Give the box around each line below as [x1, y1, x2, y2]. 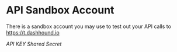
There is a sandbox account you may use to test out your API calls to [6, 23, 171, 30]
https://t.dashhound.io [6, 29, 60, 36]
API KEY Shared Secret [6, 40, 62, 47]
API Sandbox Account [6, 4, 114, 17]
